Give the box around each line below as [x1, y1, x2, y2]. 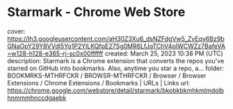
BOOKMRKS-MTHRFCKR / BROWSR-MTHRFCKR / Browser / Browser [7, 71, 207, 80]
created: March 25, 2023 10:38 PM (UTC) [104, 49, 224, 58]
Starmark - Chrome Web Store [7, 4, 186, 20]
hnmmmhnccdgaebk [7, 93, 67, 101]
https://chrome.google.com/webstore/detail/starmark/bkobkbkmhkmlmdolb [7, 86, 225, 94]
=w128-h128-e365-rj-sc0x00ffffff [7, 49, 104, 58]
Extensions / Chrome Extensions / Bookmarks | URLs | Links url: [7, 78, 191, 87]
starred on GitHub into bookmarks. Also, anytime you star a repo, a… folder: [7, 64, 225, 72]
